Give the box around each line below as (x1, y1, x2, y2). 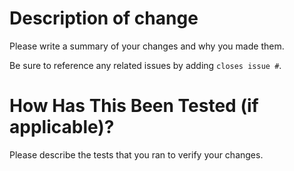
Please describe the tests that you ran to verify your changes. (9, 148, 264, 161)
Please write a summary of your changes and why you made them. (9, 40, 285, 52)
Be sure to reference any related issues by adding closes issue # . (9, 59, 282, 71)
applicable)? (9, 116, 115, 139)
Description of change (9, 7, 199, 30)
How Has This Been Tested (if (9, 95, 259, 117)
